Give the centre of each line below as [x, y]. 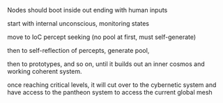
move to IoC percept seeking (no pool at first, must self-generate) [102, 37]
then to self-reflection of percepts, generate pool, [78, 50]
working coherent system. [45, 71]
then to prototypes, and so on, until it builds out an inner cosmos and [106, 64]
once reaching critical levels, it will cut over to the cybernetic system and [112, 85]
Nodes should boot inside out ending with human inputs [87, 10]
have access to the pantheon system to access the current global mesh [110, 92]
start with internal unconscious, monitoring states [78, 23]
